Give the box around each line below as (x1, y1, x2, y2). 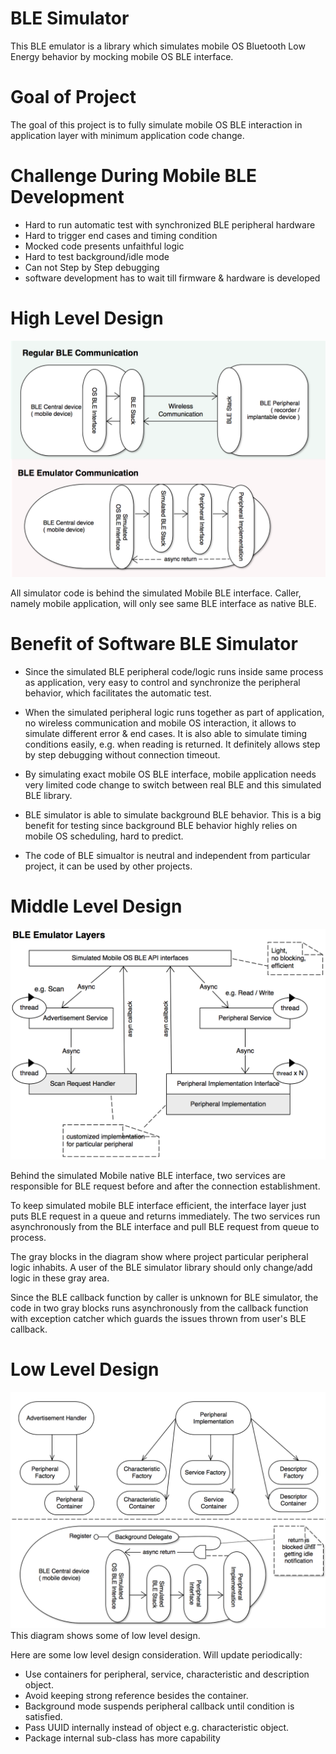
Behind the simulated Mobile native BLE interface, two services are (10, 1169, 287, 1181)
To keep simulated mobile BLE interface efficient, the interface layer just (10, 1199, 307, 1211)
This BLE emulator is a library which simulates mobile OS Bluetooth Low (10, 40, 306, 52)
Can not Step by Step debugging (24, 261, 160, 273)
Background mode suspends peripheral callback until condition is (24, 1700, 295, 1712)
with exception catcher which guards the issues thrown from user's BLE (10, 1312, 307, 1324)
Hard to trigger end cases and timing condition (24, 229, 218, 241)
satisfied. (24, 1710, 63, 1722)
